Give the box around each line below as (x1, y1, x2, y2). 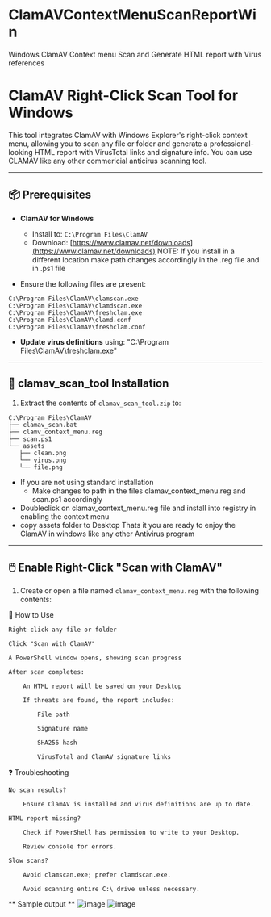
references (8, 58, 45, 68)
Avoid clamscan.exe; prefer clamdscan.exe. (23, 871, 172, 879)
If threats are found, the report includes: (23, 697, 175, 705)
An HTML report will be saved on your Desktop (23, 682, 182, 691)
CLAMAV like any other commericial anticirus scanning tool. (8, 156, 207, 165)
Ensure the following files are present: (19, 278, 147, 288)
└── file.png (19, 463, 63, 471)
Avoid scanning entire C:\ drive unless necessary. (23, 886, 200, 894)
